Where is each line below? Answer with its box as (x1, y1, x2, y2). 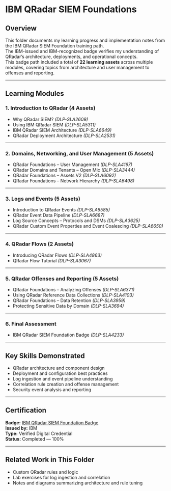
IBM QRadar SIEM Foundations (5, 4, 137, 15)
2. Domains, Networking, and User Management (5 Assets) (5, 150, 154, 157)
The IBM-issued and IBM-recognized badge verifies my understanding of (5, 48, 159, 54)
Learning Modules (5, 89, 65, 98)
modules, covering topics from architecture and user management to (5, 65, 150, 70)
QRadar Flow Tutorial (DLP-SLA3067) (12, 257, 91, 263)
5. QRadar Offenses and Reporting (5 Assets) (5, 275, 119, 282)
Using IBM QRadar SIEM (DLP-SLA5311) (12, 121, 96, 128)
